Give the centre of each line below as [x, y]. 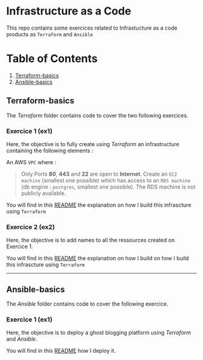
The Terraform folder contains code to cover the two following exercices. [97, 115]
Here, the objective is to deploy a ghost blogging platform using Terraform [99, 333]
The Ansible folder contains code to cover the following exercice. [87, 304]
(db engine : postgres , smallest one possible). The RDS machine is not [108, 187]
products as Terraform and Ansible [50, 34]
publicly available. [43, 193]
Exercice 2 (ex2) [31, 227]
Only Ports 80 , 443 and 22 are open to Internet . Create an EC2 [99, 174]
